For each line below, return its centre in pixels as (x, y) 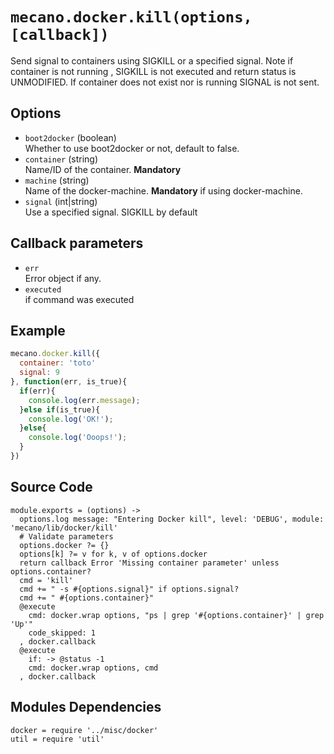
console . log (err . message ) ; (84, 400)
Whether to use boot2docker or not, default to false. (132, 148)
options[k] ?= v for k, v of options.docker (113, 554)
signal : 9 (39, 373)
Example (38, 330)
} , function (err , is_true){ (69, 382)
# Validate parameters (66, 536)
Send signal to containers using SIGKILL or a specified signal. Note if (152, 60)
